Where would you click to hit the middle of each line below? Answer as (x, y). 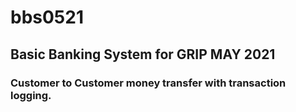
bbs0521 (47, 17)
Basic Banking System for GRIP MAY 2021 (143, 54)
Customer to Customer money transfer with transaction (148, 83)
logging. (31, 95)
